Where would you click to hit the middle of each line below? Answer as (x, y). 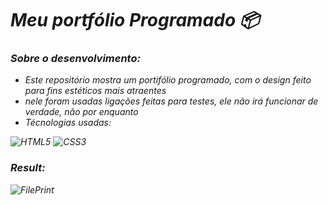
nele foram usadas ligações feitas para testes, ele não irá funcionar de (171, 101)
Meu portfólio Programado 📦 (135, 20)
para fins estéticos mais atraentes (95, 91)
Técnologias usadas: (68, 123)
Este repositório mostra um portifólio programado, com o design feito (168, 80)
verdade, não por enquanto (81, 112)
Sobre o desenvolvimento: (75, 59)
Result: (28, 168)
